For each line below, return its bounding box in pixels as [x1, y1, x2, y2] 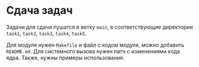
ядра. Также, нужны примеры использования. [6, 54, 125, 61]
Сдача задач [6, 4, 73, 17]
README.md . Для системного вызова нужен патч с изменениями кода [6, 47, 180, 54]
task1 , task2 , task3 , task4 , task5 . [6, 29, 87, 36]
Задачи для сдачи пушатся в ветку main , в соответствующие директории [6, 23, 193, 31]
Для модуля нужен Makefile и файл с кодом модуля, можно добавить [6, 41, 185, 48]
